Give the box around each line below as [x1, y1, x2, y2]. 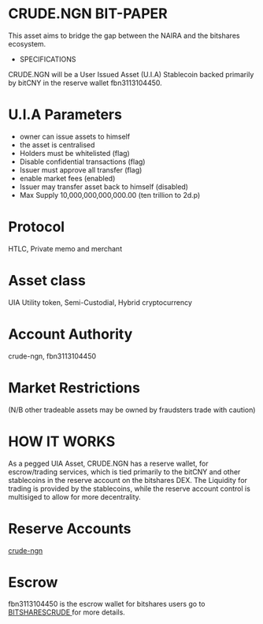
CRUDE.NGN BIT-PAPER [8, 5, 168, 23]
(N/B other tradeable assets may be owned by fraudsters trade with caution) [8, 405, 256, 414]
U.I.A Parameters [8, 106, 122, 124]
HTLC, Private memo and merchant [8, 243, 123, 253]
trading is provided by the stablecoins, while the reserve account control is [8, 484, 250, 493]
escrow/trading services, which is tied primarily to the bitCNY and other [8, 466, 241, 477]
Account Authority [8, 325, 133, 343]
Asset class [8, 272, 87, 289]
